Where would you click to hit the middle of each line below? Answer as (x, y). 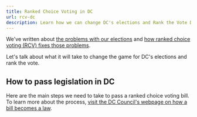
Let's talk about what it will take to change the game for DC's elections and (97, 57)
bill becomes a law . (29, 108)
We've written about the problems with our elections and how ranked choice (98, 39)
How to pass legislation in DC (61, 81)
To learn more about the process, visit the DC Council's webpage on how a (97, 102)
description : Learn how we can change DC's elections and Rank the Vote (97, 22)
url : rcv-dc (21, 17)
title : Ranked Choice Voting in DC (50, 11)
